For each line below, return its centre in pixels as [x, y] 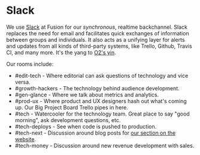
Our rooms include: [30, 64]
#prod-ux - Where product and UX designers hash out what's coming [101, 101]
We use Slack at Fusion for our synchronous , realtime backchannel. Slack [97, 27]
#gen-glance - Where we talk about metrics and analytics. [87, 95]
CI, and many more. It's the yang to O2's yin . [61, 52]
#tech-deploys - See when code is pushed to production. [86, 126]
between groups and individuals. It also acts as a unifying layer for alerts [96, 39]
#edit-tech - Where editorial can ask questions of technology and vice [101, 75]
